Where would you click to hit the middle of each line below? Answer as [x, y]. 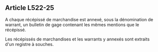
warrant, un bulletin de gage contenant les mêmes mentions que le [72, 25]
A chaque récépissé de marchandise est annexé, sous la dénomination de [79, 19]
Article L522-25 [30, 8]
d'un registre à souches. [30, 44]
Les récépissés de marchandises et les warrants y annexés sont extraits [77, 39]
